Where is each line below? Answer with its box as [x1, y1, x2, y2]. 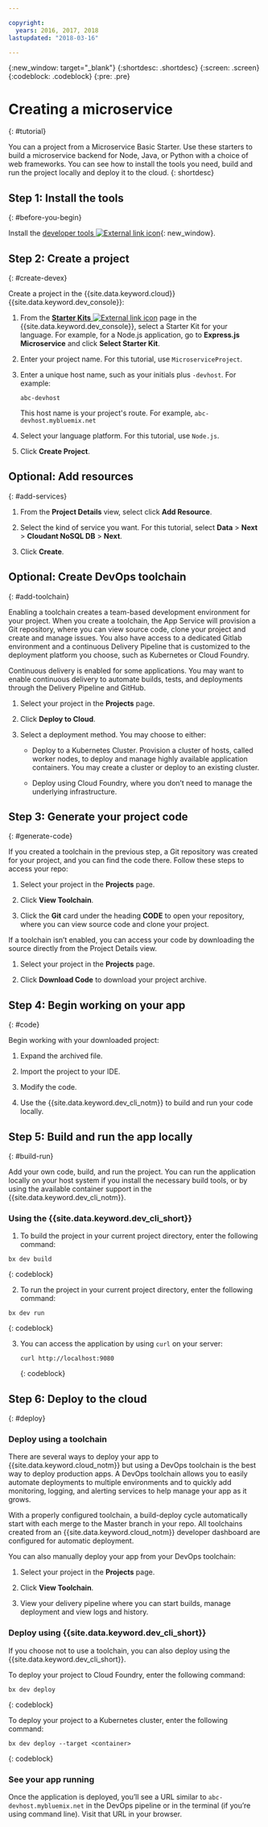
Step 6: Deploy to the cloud [8, 1392, 147, 1406]
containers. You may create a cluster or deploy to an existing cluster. [31, 762, 260, 772]
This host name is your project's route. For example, [19, 408, 193, 418]
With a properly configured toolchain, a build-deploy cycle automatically [8, 1510, 248, 1520]
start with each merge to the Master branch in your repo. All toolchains [8, 1519, 243, 1529]
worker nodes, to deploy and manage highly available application [31, 753, 248, 763]
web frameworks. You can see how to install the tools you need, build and [8, 159, 254, 169]
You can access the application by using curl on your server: [19, 1339, 223, 1349]
